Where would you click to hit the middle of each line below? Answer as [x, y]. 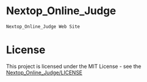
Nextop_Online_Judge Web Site [43, 27]
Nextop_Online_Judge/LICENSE [44, 73]
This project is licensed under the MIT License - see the [74, 66]
